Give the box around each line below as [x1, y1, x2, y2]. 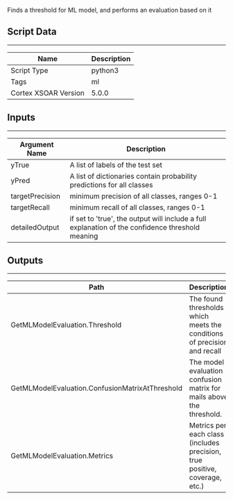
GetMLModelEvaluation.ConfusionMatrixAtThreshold [10, 383, 182, 393]
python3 [91, 65, 119, 75]
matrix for [189, 383, 221, 393]
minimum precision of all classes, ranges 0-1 [69, 191, 218, 200]
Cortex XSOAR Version [10, 88, 85, 98]
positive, [189, 464, 217, 474]
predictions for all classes [69, 180, 153, 189]
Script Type [10, 65, 49, 75]
